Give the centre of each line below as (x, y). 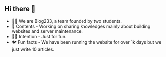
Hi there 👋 (20, 9)
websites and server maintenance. (47, 31)
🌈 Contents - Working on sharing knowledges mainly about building (81, 26)
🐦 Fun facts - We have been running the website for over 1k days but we (86, 42)
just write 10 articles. (33, 49)
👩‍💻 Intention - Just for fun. (39, 36)
